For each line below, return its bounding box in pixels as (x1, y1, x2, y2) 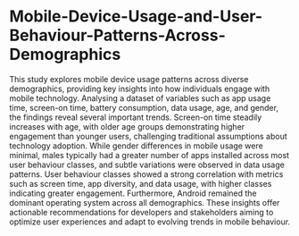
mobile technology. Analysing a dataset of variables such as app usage (9, 92, 271, 104)
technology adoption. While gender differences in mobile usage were (9, 140, 263, 151)
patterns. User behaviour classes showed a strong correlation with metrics (9, 168, 284, 180)
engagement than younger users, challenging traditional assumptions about (9, 131, 287, 141)
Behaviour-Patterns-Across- (9, 25, 226, 46)
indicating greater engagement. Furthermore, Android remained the (9, 188, 257, 198)
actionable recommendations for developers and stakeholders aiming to (9, 206, 274, 217)
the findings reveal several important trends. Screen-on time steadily (9, 112, 262, 122)
